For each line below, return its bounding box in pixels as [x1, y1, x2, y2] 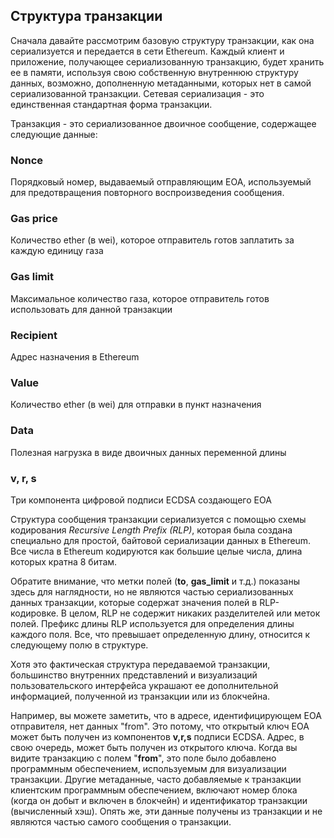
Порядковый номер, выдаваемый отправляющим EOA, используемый [10, 176, 312, 188]
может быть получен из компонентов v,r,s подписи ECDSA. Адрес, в [10, 730, 305, 743]
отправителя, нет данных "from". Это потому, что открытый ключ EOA [10, 720, 310, 732]
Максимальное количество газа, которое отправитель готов [10, 292, 270, 304]
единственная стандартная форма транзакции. [10, 98, 213, 110]
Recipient [10, 328, 58, 342]
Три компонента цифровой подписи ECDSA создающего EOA [10, 494, 272, 506]
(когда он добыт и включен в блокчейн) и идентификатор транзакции [10, 794, 308, 806]
